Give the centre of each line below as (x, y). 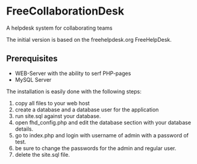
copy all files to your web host (52, 103)
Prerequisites (32, 59)
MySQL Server (33, 79)
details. (24, 129)
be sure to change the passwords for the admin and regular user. (95, 148)
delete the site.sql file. (42, 154)
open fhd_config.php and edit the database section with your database (103, 122)
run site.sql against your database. (58, 116)
